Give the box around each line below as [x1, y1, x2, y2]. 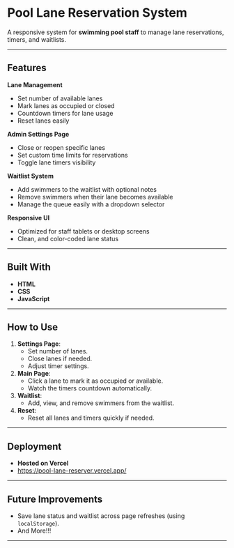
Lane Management [7, 80, 63, 89]
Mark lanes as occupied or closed [17, 101, 115, 109]
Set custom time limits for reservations [17, 151, 129, 159]
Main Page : [17, 370, 51, 378]
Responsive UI [7, 213, 50, 222]
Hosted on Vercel [17, 459, 69, 468]
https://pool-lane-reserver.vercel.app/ [17, 466, 127, 475]
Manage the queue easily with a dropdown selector [17, 200, 165, 208]
